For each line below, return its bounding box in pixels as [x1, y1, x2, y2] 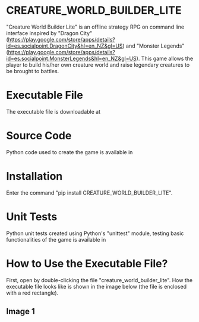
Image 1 [6, 307, 36, 317]
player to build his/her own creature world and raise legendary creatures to [6, 61, 190, 68]
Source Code [6, 129, 72, 143]
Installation [6, 170, 63, 183]
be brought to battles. [6, 67, 59, 74]
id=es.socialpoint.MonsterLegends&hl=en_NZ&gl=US [6, 55, 137, 62]
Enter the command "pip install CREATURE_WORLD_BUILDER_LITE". [6, 189, 173, 196]
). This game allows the [136, 55, 194, 62]
